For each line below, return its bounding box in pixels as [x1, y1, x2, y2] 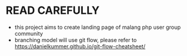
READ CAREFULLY [5, 4, 100, 17]
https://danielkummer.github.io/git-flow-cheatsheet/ [14, 43, 146, 50]
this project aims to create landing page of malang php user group [14, 23, 181, 31]
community [14, 30, 43, 37]
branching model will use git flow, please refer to [14, 36, 137, 43]
